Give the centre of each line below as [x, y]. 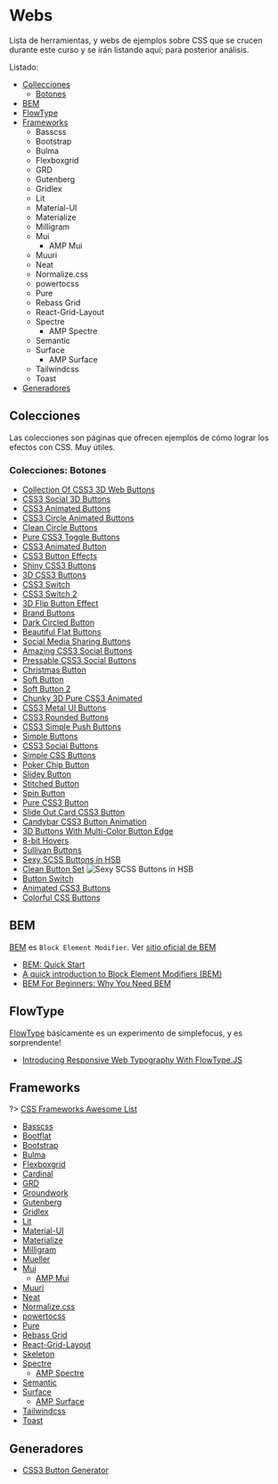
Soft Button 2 [46, 689]
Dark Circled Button [58, 622]
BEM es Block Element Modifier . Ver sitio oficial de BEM [113, 946]
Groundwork [45, 1193]
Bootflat [37, 1136]
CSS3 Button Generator [65, 1471]
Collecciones [46, 84]
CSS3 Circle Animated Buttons [78, 518]
